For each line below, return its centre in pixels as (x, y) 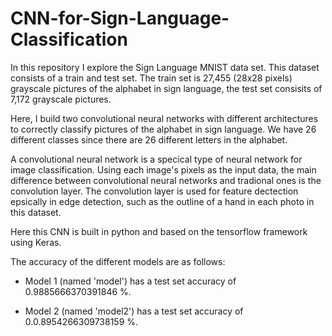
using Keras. (36, 242)
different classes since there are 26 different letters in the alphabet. (149, 139)
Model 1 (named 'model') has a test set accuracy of (130, 281)
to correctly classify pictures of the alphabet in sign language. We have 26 (163, 129)
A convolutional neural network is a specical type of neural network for (156, 159)
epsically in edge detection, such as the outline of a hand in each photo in (162, 201)
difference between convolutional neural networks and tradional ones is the (166, 180)
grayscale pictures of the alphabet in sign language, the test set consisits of (166, 88)
